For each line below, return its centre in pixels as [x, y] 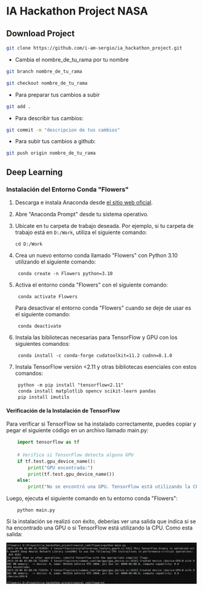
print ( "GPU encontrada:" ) [61, 468]
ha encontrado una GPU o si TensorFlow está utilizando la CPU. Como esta [100, 528]
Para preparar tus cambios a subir [57, 94]
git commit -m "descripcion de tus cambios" [63, 130]
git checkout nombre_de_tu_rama [47, 83]
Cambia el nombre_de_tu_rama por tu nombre [72, 59]
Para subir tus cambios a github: [55, 141]
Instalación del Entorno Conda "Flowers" [67, 189]
